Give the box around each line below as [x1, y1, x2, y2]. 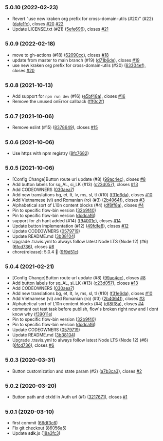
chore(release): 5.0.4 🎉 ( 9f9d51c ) [12, 249, 79, 254]
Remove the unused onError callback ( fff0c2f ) [12, 99, 105, 105]
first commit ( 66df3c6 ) [12, 420, 58, 426]
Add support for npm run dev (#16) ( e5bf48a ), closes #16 [12, 93, 126, 99]
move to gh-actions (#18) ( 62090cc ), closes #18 [12, 52, 109, 58]
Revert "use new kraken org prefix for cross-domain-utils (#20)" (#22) [12, 16, 153, 21]
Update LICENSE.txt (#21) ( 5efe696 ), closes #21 [12, 26, 109, 32]
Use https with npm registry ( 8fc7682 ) [12, 150, 89, 156]
